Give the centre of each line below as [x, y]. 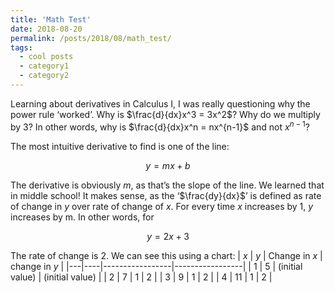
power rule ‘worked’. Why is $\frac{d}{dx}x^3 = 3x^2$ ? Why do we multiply [165, 114]
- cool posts [46, 57]
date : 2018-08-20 [46, 29]
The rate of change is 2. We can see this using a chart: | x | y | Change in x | [166, 255]
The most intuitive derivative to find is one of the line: [120, 146]
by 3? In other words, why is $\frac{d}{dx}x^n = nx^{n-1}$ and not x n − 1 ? [160, 126]
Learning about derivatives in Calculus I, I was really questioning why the [160, 103]
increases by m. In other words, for [82, 217]
